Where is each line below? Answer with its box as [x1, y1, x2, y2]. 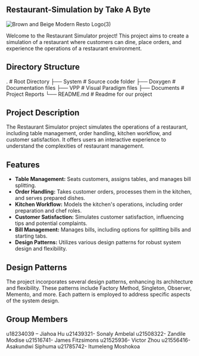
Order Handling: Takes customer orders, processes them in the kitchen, [14, 188, 192, 195]
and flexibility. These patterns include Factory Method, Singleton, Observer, [6, 285, 192, 292]
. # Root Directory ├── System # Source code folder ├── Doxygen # [6, 77, 176, 85]
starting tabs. [14, 232, 48, 240]
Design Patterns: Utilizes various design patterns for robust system [14, 239, 181, 246]
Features [6, 160, 40, 170]
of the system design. [6, 297, 60, 304]
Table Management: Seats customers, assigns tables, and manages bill [14, 176, 191, 183]
